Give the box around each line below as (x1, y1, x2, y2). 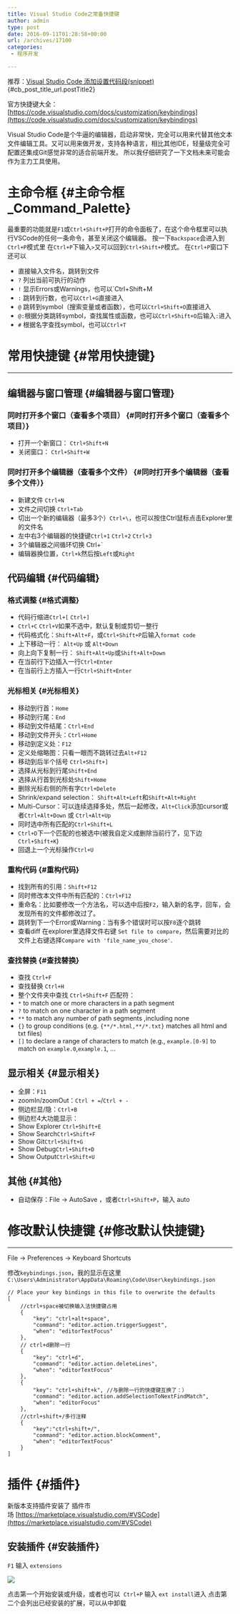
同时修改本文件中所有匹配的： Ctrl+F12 (17, 891, 132, 900)
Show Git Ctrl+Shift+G (17, 1137, 84, 1146)
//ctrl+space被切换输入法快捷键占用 (20, 1303, 118, 1310)
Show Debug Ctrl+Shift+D (17, 1145, 95, 1153)
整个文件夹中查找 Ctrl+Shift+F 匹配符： (17, 991, 136, 1000)
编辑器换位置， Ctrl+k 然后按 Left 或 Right (17, 549, 136, 558)
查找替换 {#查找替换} (7, 955, 80, 965)
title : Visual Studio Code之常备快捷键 (7, 10, 120, 18)
